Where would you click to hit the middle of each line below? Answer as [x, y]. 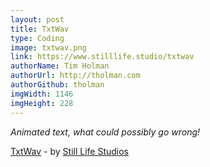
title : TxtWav [40, 29]
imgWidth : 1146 [42, 94]
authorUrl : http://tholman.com [75, 76]
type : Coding [37, 38]
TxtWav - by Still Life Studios [69, 151]
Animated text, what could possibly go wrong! [105, 132]
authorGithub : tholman [57, 85]
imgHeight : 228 [42, 103]
